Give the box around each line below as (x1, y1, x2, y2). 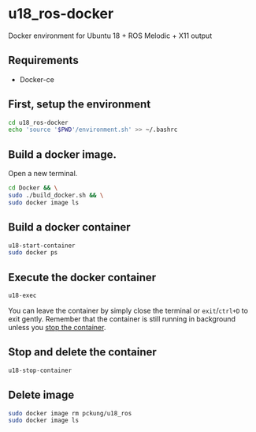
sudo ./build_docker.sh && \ (8, 191, 104, 199)
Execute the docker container (8, 270, 157, 284)
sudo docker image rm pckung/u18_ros (8, 409, 132, 417)
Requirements (8, 54, 79, 67)
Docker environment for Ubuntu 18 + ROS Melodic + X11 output (8, 31, 213, 40)
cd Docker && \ (8, 184, 58, 192)
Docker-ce (19, 74, 55, 84)
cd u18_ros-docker (8, 118, 69, 126)
